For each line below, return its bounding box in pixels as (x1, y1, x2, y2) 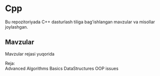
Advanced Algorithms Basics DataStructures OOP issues (5, 65, 119, 71)
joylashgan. (5, 24, 28, 30)
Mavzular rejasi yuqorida (5, 51, 55, 57)
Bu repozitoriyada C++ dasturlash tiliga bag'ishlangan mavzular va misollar (5, 19, 155, 25)
